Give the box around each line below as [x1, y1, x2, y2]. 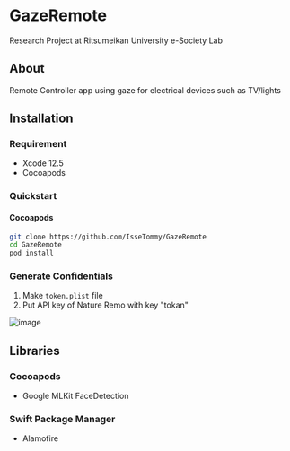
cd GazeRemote [9, 240, 63, 249]
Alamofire [22, 433, 59, 444]
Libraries [9, 343, 60, 359]
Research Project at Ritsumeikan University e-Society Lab [9, 35, 223, 46]
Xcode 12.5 [22, 158, 65, 169]
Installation [9, 111, 74, 126]
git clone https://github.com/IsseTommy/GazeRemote [9, 232, 207, 241]
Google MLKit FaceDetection [22, 391, 129, 402]
